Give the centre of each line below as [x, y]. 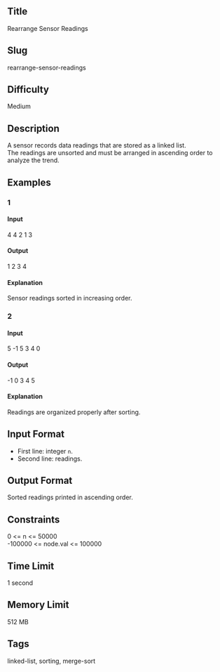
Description [33, 128]
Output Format [40, 480]
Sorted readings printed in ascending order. [70, 497]
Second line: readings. [50, 459]
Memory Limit [38, 605]
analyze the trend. [33, 160]
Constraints [34, 519]
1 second [20, 583]
